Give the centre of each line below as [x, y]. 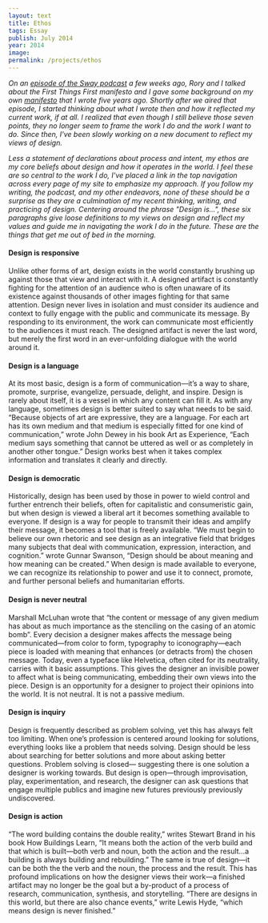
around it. [24, 347]
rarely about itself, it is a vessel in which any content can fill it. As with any [130, 400]
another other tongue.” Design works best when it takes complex [115, 451]
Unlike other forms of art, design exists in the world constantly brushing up [132, 271]
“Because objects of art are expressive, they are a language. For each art [129, 418]
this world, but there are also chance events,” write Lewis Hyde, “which [126, 902]
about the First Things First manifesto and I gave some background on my [131, 91]
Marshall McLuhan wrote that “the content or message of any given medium [134, 617]
